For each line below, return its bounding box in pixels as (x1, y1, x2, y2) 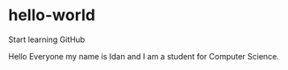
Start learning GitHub (8, 34, 86, 45)
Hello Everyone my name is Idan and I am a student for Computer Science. (8, 51, 280, 61)
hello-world (8, 5, 96, 25)
